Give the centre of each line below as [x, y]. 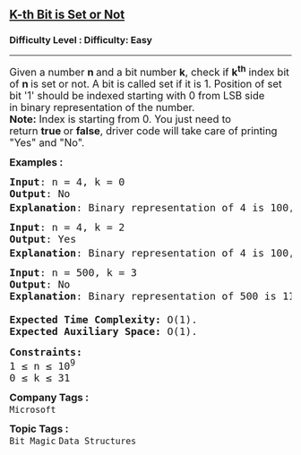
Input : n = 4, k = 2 [67, 227]
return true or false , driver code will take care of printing [143, 131]
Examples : [36, 162]
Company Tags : [49, 397]
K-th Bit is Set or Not [67, 15]
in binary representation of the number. [102, 107]
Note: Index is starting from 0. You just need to [120, 119]
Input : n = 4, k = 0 [67, 181]
